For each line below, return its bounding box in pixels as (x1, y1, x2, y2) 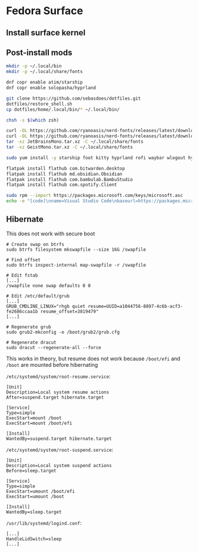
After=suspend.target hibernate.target (6, 394, 104, 400)
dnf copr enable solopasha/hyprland (6, 85, 96, 91)
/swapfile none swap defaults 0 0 (6, 282, 91, 288)
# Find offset (6, 257, 41, 263)
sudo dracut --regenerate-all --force (6, 344, 101, 350)
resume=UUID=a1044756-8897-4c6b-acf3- (87, 303, 183, 309)
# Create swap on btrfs (6, 241, 65, 247)
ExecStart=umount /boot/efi (6, 488, 75, 494)
